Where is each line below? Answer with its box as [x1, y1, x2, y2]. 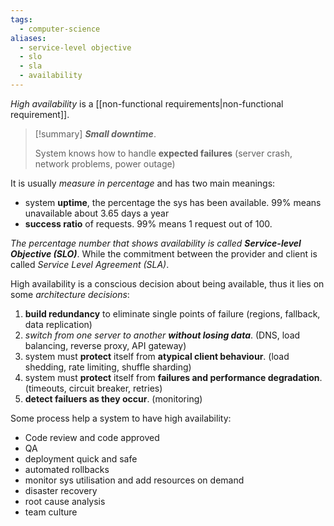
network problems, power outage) [34, 157, 176, 170]
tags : [10, 14, 33, 25]
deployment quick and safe [24, 452, 138, 465]
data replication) [24, 318, 93, 330]
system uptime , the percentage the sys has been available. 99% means [24, 196, 322, 208]
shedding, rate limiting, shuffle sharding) [24, 361, 192, 373]
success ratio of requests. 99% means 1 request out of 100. [24, 217, 273, 230]
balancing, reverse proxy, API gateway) [24, 339, 187, 351]
